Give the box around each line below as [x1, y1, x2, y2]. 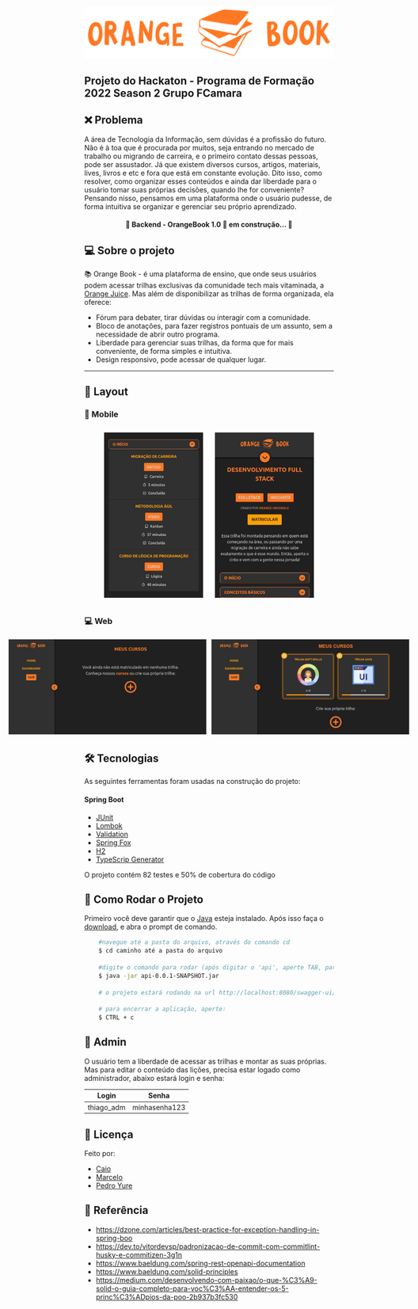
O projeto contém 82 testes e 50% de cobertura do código [84, 869, 275, 879]
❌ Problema [84, 113, 143, 127]
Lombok [95, 820, 123, 830]
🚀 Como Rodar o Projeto [84, 892, 204, 906]
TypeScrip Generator [95, 854, 165, 864]
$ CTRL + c [98, 1014, 135, 1022]
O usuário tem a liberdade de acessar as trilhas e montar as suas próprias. [84, 1056, 327, 1066]
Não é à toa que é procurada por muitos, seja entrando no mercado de [84, 143, 315, 152]
